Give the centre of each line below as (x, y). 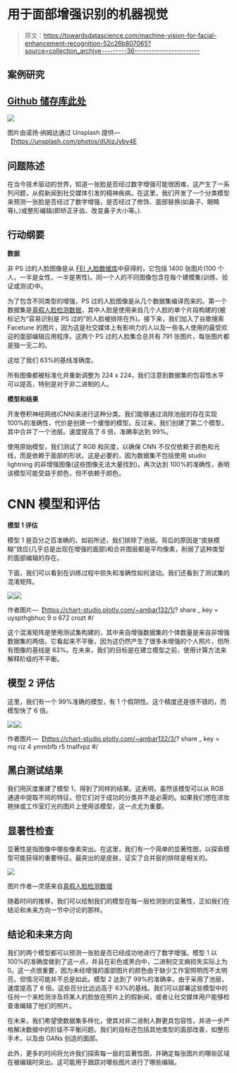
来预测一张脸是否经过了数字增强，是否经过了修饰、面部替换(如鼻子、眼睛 (114, 201)
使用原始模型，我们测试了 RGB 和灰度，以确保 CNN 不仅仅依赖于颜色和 (110, 446)
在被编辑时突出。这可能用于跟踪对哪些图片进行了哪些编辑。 (94, 1062)
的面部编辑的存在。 (35, 558)
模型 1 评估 (23, 525)
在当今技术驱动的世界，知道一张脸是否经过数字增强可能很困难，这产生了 (112, 184)
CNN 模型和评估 (54, 504)
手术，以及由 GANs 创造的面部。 (55, 1038)
